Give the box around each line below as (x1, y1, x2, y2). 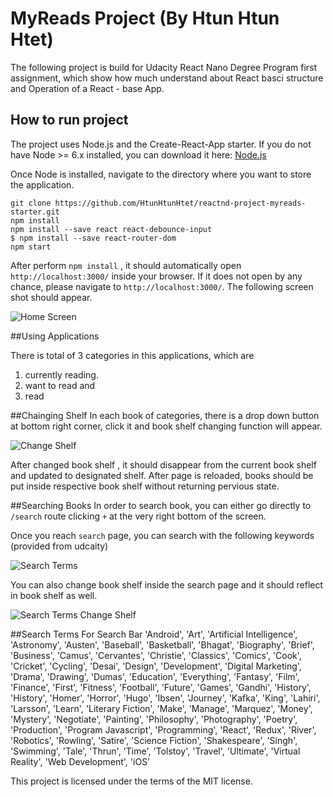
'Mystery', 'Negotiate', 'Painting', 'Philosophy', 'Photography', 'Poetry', (10, 713, 298, 725)
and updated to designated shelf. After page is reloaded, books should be (10, 469, 314, 481)
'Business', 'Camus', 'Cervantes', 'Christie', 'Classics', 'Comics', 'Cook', (10, 649, 302, 661)
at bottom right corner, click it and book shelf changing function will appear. (10, 420, 323, 432)
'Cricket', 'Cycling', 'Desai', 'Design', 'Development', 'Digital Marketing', (10, 660, 302, 672)
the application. (10, 178, 75, 191)
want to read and (24, 379, 96, 391)
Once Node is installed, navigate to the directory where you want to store (10, 168, 312, 180)
